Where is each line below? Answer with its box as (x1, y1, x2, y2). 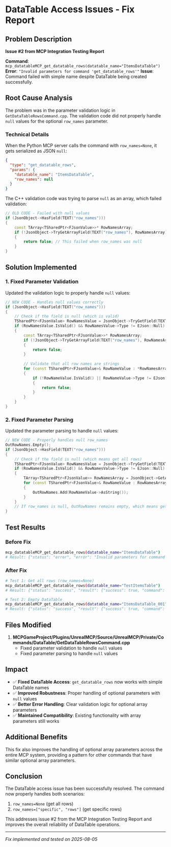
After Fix (5, 567, 27, 574)
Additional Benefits (5, 733, 68, 741)
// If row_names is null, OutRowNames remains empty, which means (14, 504, 158, 509)
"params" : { (10, 167, 36, 172)
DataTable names (12, 684, 49, 690)
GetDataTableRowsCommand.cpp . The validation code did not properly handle (5, 112, 161, 118)
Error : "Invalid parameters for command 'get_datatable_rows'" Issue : (5, 68, 154, 74)
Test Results (5, 523, 46, 531)
